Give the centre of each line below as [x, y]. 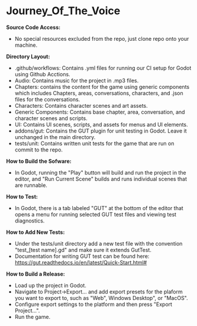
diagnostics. [30, 221]
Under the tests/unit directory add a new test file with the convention [98, 243]
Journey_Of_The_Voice [63, 11]
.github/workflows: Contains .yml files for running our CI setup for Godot [103, 68]
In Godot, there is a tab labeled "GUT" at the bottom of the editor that [99, 208]
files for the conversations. [47, 99]
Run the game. [33, 317]
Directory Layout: [28, 56]
